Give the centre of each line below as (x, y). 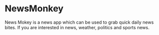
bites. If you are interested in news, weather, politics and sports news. (77, 27)
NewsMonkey (34, 9)
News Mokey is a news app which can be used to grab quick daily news (79, 22)
